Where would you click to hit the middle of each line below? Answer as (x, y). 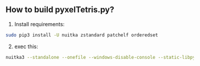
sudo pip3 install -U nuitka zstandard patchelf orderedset (82, 35)
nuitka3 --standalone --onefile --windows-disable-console (81, 57)
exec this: (26, 46)
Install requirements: (39, 24)
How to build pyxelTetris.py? (60, 10)
